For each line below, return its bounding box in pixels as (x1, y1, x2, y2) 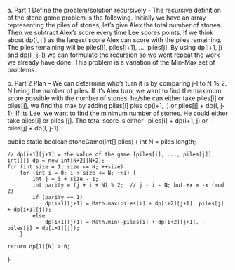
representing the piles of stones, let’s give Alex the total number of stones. (7, 21, 222, 29)
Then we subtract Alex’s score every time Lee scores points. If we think (7, 28, 214, 36)
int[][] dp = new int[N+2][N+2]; (7, 157, 105, 164)
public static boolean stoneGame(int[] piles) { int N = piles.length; (7, 137, 196, 146)
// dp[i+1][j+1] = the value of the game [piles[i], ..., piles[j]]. (7, 151, 215, 158)
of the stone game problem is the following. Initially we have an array (7, 13, 206, 22)
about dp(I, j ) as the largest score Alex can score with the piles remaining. (7, 36, 222, 44)
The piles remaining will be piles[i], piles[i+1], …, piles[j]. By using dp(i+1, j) (7, 43, 223, 51)
